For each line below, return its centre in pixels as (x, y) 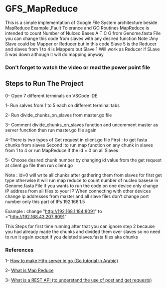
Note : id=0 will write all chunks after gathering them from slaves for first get (83, 175)
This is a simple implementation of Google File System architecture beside (81, 22)
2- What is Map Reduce (29, 270)
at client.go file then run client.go (39, 165)
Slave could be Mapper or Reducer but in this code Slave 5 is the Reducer (81, 43)
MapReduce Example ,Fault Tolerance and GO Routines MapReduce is (77, 27)
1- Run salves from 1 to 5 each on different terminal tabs (63, 105)
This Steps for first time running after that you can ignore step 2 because (80, 226)
